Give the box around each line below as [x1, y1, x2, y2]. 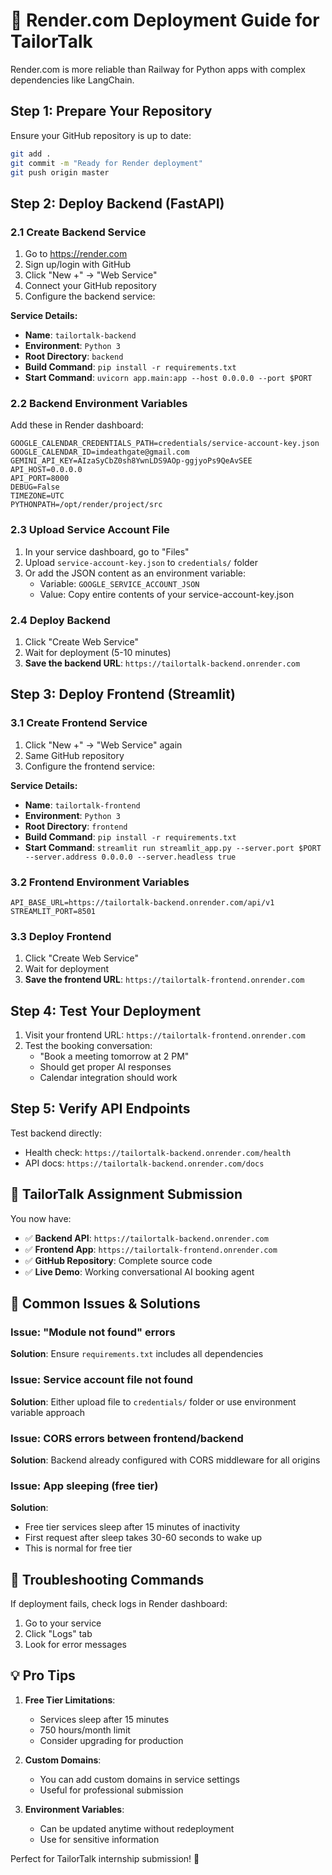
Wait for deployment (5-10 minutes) [24, 646, 172, 658]
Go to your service [24, 1617, 102, 1629]
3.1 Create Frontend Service [10, 716, 148, 730]
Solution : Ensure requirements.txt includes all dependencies [10, 1348, 264, 1360]
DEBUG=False [10, 482, 60, 493]
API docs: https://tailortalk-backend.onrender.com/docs [24, 1157, 265, 1169]
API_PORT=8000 [10, 474, 70, 484]
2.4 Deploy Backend [10, 613, 111, 627]
